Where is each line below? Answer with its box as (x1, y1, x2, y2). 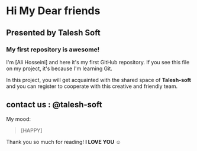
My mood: (6, 115, 31, 122)
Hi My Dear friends (6, 4, 101, 18)
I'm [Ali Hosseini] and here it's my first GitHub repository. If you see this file (6, 58, 190, 65)
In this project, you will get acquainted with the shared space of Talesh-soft (6, 76, 191, 83)
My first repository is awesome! (6, 45, 100, 54)
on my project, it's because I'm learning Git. (6, 65, 112, 72)
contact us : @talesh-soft (6, 100, 102, 110)
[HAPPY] (20, 127, 43, 134)
